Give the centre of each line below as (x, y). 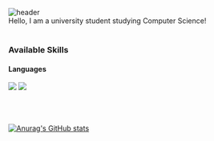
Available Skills (38, 49)
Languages (27, 69)
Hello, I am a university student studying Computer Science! (107, 21)
